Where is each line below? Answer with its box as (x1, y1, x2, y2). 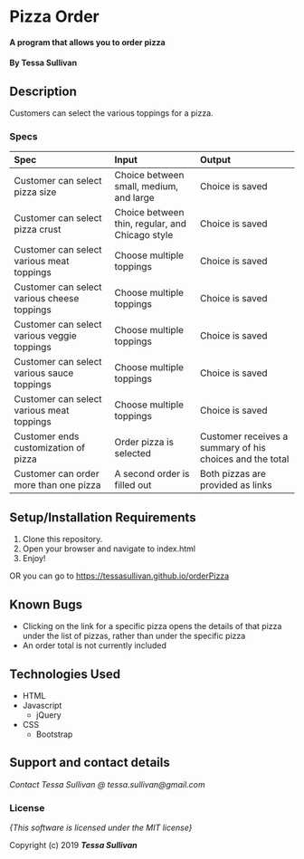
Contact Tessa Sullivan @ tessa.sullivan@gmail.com (9, 778, 205, 789)
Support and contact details (9, 755, 170, 770)
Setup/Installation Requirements (9, 510, 196, 525)
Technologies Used (9, 666, 120, 682)
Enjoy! (22, 553, 46, 564)
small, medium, (114, 180, 179, 193)
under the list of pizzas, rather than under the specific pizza (22, 631, 246, 642)
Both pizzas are (200, 468, 267, 481)
